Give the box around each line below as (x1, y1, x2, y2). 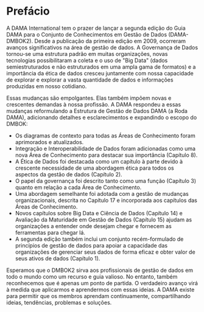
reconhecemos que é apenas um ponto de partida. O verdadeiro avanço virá (6, 279, 198, 286)
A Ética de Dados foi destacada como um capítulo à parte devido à (15, 158, 183, 165)
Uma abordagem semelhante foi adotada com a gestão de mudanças (15, 190, 189, 197)
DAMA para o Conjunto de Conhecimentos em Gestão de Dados (6, 30, 167, 38)
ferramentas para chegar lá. (15, 229, 85, 236)
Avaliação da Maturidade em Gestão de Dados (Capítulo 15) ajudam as (15, 216, 192, 223)
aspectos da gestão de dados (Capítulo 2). (15, 170, 123, 178)
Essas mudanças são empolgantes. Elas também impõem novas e (6, 94, 172, 102)
